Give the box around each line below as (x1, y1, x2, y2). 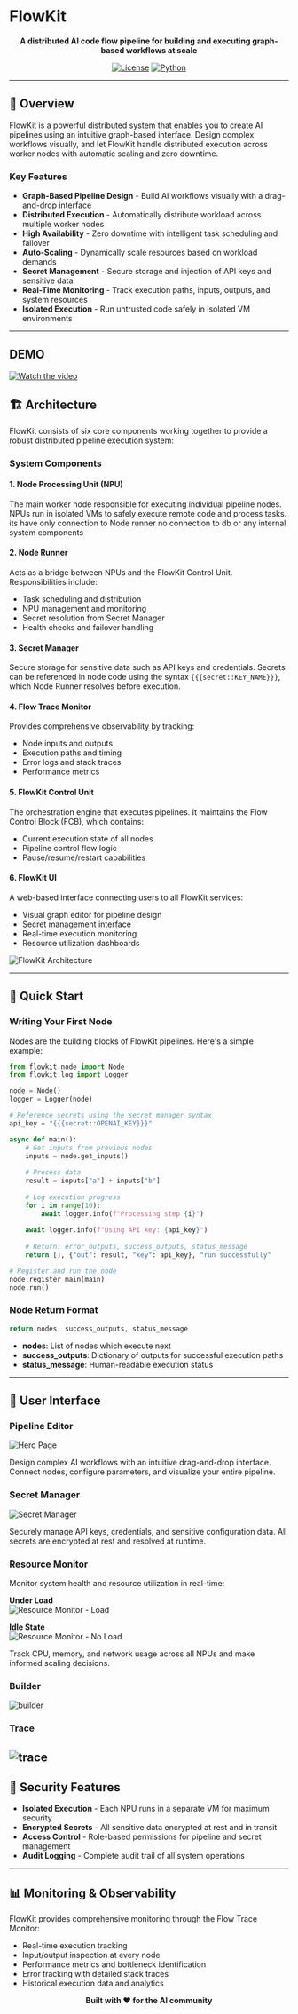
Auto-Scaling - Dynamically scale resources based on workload (21, 247, 258, 258)
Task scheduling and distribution (21, 594, 142, 604)
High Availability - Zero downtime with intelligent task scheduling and (21, 228, 278, 239)
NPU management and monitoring (21, 604, 147, 613)
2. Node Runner (9, 548, 68, 558)
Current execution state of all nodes (21, 833, 153, 844)
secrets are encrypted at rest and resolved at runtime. (9, 1536, 207, 1546)
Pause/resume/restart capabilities (21, 852, 146, 863)
